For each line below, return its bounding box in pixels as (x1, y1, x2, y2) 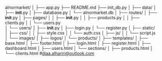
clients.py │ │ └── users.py (5, 20, 61, 25)
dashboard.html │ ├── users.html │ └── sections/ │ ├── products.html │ (5, 46, 153, 51)
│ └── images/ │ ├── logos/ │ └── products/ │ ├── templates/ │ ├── (5, 35, 148, 41)
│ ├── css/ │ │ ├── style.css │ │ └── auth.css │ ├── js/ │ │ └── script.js (5, 30, 156, 36)
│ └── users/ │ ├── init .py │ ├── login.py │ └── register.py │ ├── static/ (5, 25, 155, 31)
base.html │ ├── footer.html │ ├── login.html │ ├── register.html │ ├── (5, 40, 151, 46)
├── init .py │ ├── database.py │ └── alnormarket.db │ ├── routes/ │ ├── (5, 10, 158, 15)
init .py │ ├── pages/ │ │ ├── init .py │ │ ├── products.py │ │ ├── (5, 15, 140, 20)
